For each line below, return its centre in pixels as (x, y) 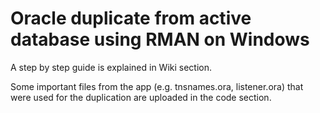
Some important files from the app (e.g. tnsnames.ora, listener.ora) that (157, 86)
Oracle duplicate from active (131, 18)
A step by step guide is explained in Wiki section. (111, 67)
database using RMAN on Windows (160, 39)
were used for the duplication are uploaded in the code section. (141, 97)
